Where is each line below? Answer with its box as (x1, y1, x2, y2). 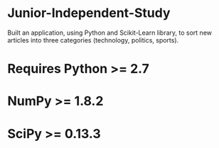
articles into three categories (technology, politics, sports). (7, 35, 179, 44)
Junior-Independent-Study (7, 5, 171, 21)
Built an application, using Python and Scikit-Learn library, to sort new (7, 28, 212, 37)
